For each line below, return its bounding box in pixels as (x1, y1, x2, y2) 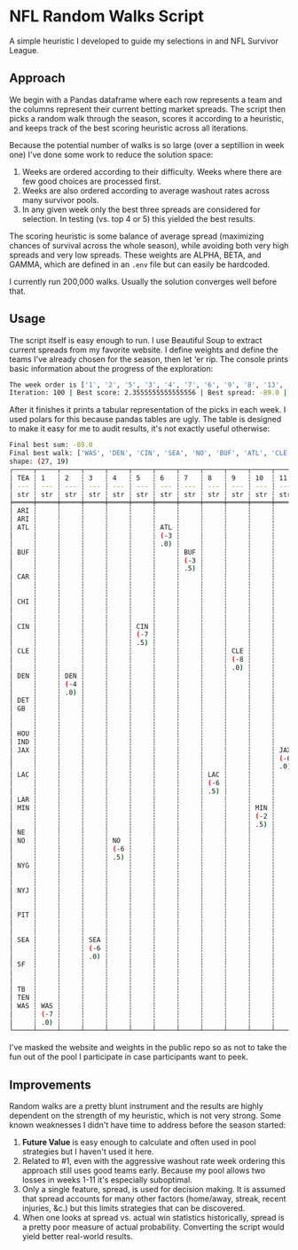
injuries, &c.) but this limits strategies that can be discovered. (21, 1203, 246, 1214)
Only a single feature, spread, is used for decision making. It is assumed (21, 1184, 286, 1195)
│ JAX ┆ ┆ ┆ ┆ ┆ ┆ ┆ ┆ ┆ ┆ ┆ (9, 745, 276, 755)
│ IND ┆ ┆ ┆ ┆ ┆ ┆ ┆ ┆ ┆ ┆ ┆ (9, 737, 276, 746)
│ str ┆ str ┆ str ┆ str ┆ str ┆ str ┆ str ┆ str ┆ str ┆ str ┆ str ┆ (9, 490, 276, 499)
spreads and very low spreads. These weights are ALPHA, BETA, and (9, 249, 262, 260)
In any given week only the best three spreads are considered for (21, 204, 261, 215)
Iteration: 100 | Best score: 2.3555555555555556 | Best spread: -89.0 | (9, 389, 288, 397)
